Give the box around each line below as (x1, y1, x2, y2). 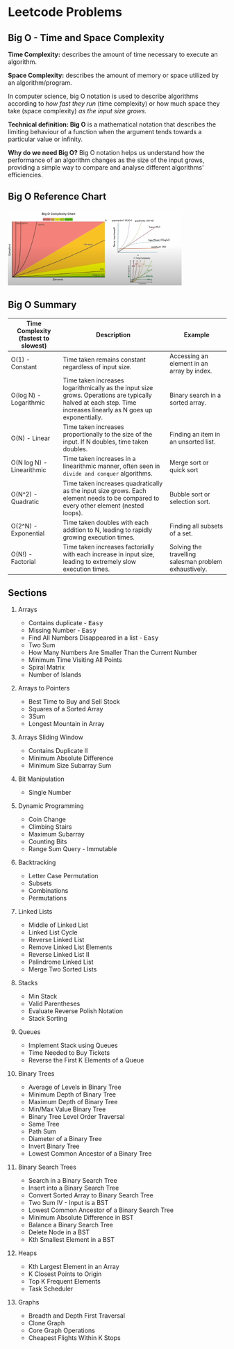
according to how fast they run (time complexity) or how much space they (8, 99, 220, 108)
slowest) (21, 341, 47, 350)
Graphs (17, 1298, 40, 1307)
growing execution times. (62, 533, 135, 541)
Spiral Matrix (28, 663, 65, 672)
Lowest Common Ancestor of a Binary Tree (28, 1149, 152, 1158)
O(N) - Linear (10, 434, 51, 442)
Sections (8, 587, 47, 599)
